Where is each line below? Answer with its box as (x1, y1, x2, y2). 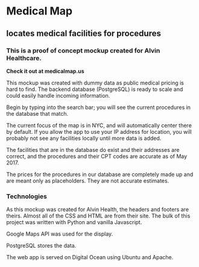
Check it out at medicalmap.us (6, 68, 84, 75)
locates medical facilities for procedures (6, 28, 162, 39)
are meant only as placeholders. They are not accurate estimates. (6, 177, 169, 184)
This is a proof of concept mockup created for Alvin (6, 46, 160, 55)
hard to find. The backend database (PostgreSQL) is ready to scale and (6, 86, 183, 93)
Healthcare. (6, 54, 42, 62)
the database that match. (6, 110, 69, 117)
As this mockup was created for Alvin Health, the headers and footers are (6, 206, 189, 213)
